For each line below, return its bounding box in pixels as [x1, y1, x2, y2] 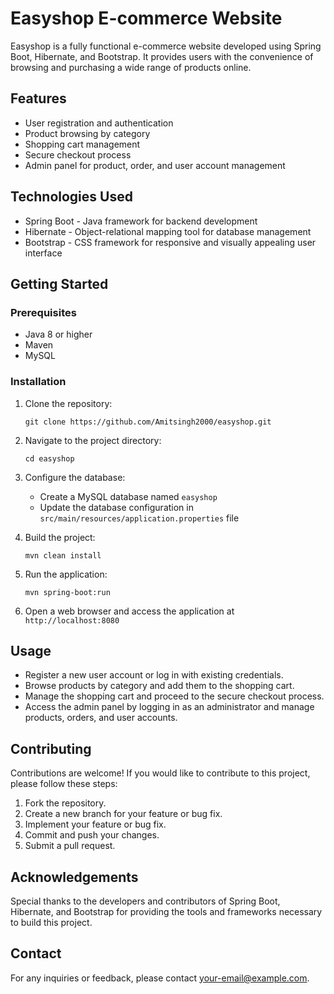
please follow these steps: [10, 778, 118, 790]
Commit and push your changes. [24, 829, 160, 841]
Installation [10, 375, 67, 389]
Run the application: [24, 568, 108, 580]
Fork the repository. [24, 797, 107, 809]
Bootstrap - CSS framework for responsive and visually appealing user [24, 236, 317, 248]
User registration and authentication [24, 117, 174, 129]
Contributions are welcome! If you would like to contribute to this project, [10, 767, 311, 779]
